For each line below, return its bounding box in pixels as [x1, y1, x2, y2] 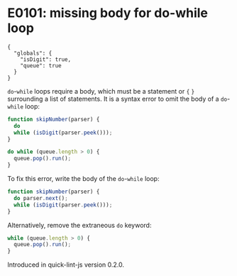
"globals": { [13, 50, 53, 57]
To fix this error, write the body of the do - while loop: [7, 175, 160, 183]
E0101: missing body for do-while [7, 5, 208, 21]
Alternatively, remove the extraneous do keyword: [7, 221, 152, 229]
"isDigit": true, [20, 55, 72, 63]
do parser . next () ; [13, 194, 69, 202]
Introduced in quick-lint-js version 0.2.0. [7, 260, 125, 269]
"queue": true [20, 62, 62, 69]
